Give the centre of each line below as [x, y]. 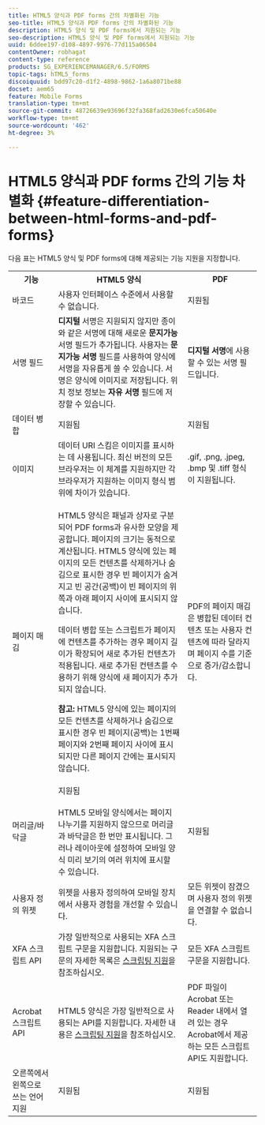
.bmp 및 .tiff [209, 468]
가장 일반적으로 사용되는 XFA [109, 936]
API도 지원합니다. [218, 1058]
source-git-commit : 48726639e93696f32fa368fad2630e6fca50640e [112, 111]
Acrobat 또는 [211, 999]
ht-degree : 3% [32, 133]
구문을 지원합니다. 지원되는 [121, 948]
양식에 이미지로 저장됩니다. [121, 380]
